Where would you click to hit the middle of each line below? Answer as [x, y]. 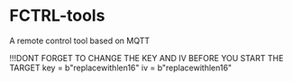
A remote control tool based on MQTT [80, 41]
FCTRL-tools [57, 16]
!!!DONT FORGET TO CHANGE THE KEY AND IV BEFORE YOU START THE [146, 58]
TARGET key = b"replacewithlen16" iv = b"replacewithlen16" [121, 68]
